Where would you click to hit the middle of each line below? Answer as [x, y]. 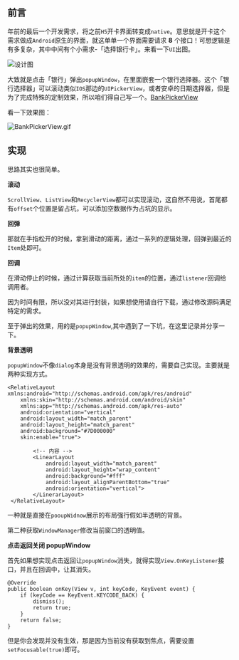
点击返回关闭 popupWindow [49, 545]
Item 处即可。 [26, 247]
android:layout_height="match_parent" [78, 425]
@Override [22, 582]
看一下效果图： [29, 112]
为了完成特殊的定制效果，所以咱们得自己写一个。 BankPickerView [103, 97]
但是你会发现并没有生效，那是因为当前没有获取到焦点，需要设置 [101, 640]
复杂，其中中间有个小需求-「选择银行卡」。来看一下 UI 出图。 [107, 49]
